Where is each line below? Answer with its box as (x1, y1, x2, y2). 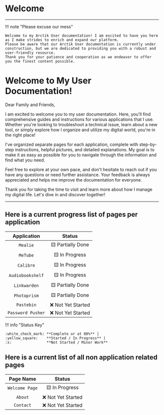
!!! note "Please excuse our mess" (5, 23, 73, 29)
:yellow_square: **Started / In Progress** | (5, 336, 106, 341)
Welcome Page (7, 385, 38, 391)
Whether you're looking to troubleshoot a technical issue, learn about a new (5, 121, 158, 127)
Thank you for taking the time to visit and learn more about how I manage (5, 186, 153, 192)
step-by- (139, 141, 157, 147)
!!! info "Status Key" (5, 322, 45, 328)
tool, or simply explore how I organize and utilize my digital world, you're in (5, 127, 155, 133)
